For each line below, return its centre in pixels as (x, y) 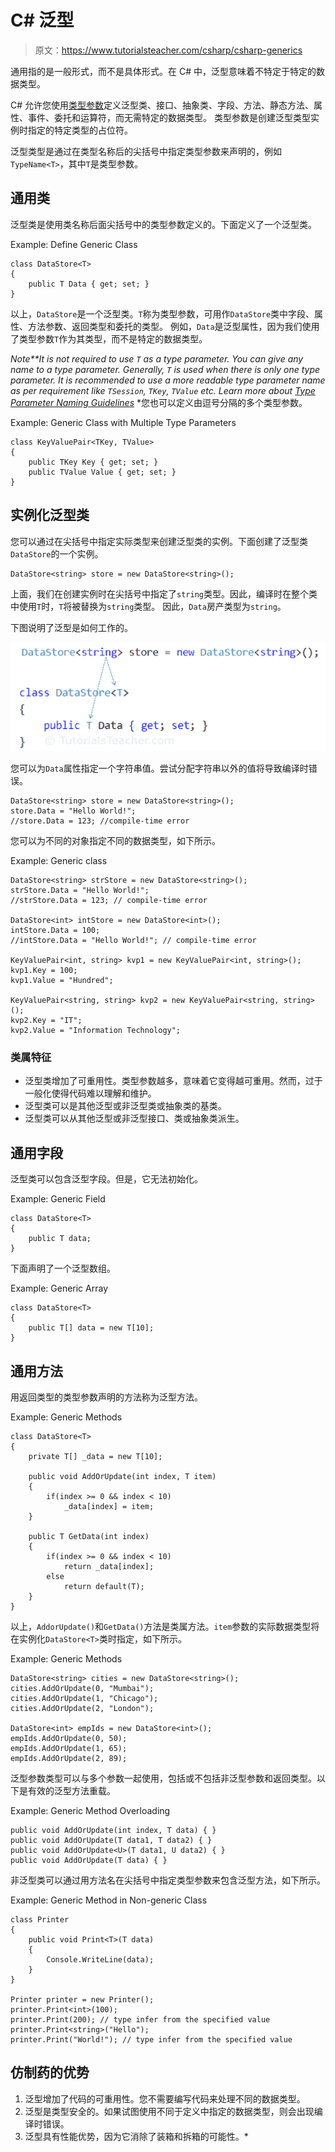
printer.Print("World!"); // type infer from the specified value (151, 2039)
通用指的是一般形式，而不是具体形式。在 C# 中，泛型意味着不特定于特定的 (163, 71)
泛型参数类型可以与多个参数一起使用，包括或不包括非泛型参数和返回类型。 (163, 1778)
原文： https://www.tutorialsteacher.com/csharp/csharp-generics (168, 50)
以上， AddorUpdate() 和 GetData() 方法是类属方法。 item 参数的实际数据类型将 (165, 1626)
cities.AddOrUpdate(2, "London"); (82, 1708)
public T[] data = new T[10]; (91, 1328)
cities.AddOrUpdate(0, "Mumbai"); (82, 1688)
